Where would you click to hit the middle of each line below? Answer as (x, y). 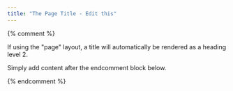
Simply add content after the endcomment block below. (87, 67)
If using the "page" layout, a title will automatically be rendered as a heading (117, 47)
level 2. (17, 54)
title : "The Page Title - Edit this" (62, 14)
